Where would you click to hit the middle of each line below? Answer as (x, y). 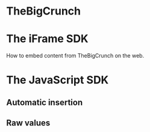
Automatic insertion (45, 102)
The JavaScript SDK (58, 80)
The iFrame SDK (47, 39)
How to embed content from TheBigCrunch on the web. (75, 56)
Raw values (28, 123)
